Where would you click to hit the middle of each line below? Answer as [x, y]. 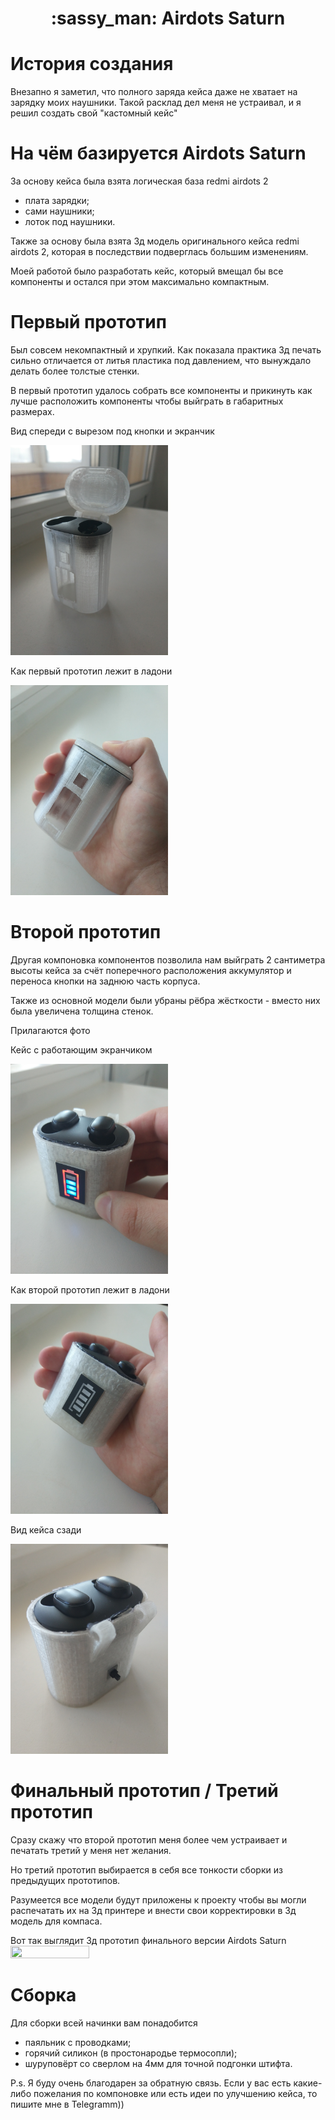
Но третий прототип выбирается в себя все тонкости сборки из [146, 1869]
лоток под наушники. [70, 222]
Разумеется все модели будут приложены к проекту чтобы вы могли [158, 1899]
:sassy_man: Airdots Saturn [168, 18]
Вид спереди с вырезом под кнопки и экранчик [112, 431]
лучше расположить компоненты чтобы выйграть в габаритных [147, 401]
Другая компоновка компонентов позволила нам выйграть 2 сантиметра [168, 959]
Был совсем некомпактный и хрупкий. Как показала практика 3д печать [166, 350]
